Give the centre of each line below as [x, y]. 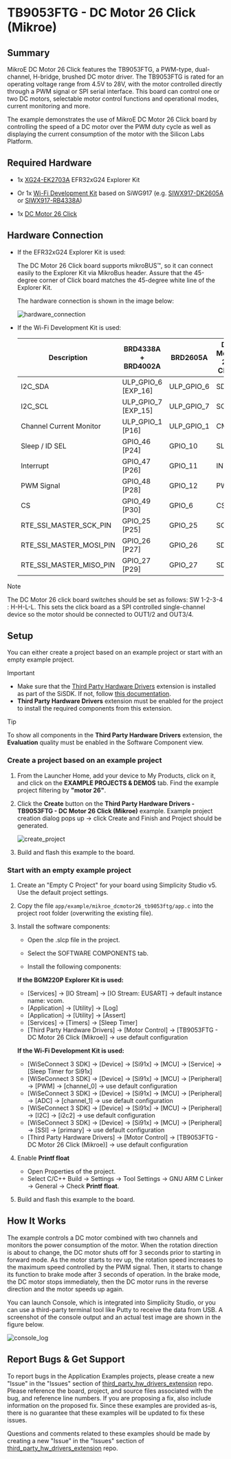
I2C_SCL [34, 406]
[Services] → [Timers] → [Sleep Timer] [82, 1023]
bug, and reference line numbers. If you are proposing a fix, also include [109, 1398]
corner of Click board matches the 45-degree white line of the [127, 280]
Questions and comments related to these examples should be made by [109, 1433]
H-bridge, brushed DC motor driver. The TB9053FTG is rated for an [129, 77]
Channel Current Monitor [60, 426]
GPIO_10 [183, 446]
